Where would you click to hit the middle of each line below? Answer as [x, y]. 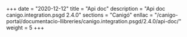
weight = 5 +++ [25, 27]
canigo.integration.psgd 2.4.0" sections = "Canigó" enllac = [80, 15]
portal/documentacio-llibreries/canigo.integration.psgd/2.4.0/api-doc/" [94, 21]
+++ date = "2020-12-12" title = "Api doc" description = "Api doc [86, 9]
